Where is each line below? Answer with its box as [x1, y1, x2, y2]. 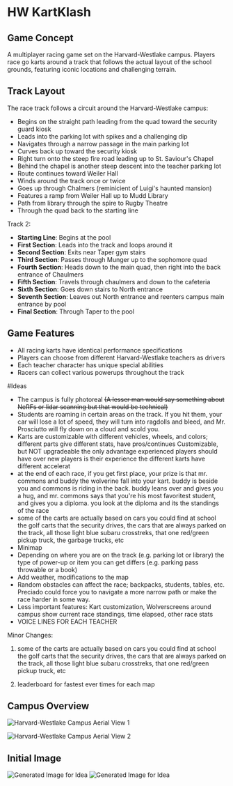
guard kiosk [17, 125, 51, 133]
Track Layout [7, 85, 65, 98]
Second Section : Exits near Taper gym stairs [17, 248, 146, 256]
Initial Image [7, 752, 61, 764]
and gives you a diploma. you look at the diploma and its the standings [17, 499, 219, 507]
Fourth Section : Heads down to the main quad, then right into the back [17, 263, 221, 271]
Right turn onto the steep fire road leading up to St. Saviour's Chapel [17, 154, 214, 162]
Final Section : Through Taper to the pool [17, 307, 134, 316]
